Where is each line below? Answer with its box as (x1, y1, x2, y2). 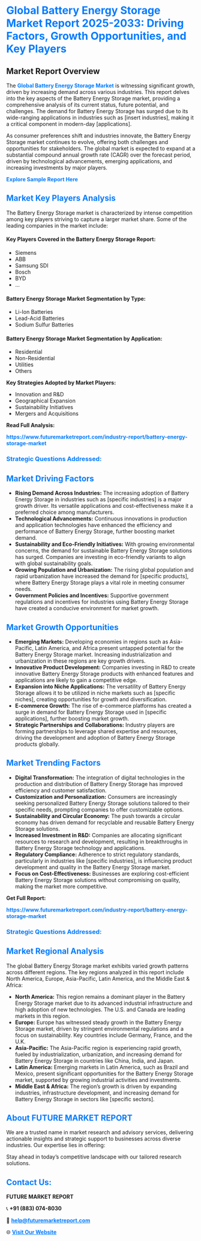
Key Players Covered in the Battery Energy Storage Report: (6, 236, 156, 243)
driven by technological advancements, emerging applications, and (6, 158, 173, 164)
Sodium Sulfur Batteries (14, 321, 74, 328)
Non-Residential (14, 355, 55, 362)
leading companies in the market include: (6, 222, 109, 229)
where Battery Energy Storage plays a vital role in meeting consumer (14, 579, 185, 586)
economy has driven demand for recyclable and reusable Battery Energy (14, 819, 194, 826)
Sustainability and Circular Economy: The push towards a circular (14, 812, 181, 819)
